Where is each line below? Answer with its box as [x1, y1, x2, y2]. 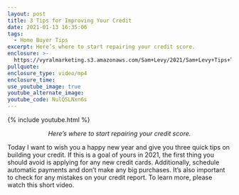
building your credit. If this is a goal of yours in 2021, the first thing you [7, 150, 215, 159]
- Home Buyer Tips [14, 37, 69, 44]
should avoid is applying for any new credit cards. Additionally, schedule [7, 158, 220, 167]
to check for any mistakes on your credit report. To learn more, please [7, 173, 213, 182]
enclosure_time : [7, 76, 55, 84]
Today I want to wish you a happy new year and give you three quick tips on [7, 143, 230, 151]
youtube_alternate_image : [7, 89, 84, 96]
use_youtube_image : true [7, 83, 81, 90]
